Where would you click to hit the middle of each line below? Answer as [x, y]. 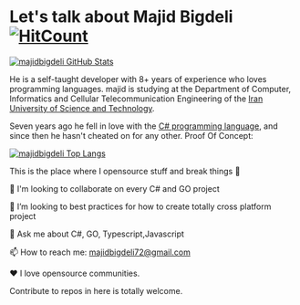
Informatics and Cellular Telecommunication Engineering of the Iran [136, 99]
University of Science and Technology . [82, 108]
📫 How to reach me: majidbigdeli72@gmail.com [100, 252]
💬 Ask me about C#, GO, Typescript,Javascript [97, 234]
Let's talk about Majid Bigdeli [121, 17]
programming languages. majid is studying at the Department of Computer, [150, 89]
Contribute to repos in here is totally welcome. [96, 290]
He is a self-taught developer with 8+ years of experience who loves [138, 79]
